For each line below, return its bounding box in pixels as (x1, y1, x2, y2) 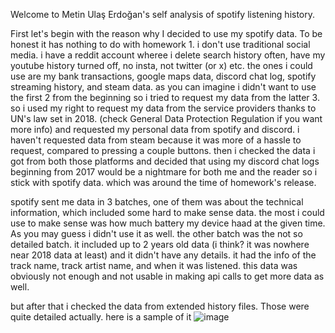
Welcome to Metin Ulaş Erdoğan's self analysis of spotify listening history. (10, 9, 316, 20)
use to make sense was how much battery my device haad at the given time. (10, 217, 326, 229)
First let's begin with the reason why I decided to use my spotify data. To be (10, 28, 323, 39)
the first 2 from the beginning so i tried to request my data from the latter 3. (10, 92, 320, 103)
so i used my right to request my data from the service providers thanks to (10, 102, 317, 114)
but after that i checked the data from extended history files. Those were (10, 300, 310, 312)
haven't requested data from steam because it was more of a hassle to (10, 134, 302, 146)
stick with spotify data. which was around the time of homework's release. (10, 177, 317, 188)
